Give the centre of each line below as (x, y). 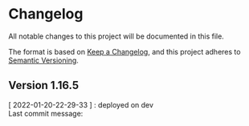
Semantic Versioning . (43, 60)
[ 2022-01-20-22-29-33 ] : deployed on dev (81, 104)
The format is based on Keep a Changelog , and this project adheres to (124, 51)
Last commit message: (46, 113)
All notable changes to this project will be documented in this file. (116, 36)
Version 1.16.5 (44, 85)
